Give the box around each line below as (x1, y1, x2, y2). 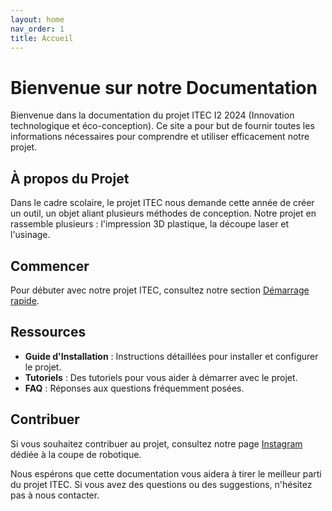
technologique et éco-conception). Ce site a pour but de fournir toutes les (10, 120, 315, 132)
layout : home (10, 14, 65, 25)
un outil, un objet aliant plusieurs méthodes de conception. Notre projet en (10, 207, 317, 220)
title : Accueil (10, 33, 74, 43)
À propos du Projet (10, 170, 130, 187)
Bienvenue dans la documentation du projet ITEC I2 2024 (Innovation (10, 109, 295, 121)
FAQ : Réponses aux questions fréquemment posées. (24, 382, 245, 394)
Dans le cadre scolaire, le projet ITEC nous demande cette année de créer (10, 197, 315, 209)
